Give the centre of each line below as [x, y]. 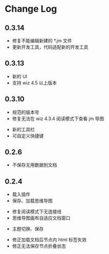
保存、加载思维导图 [32, 201]
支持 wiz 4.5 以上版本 [34, 83]
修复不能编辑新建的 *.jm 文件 [42, 41]
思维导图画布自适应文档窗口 [41, 218]
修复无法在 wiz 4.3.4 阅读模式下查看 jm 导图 [58, 119]
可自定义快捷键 [28, 135]
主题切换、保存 [28, 229]
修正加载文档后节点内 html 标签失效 [49, 240]
